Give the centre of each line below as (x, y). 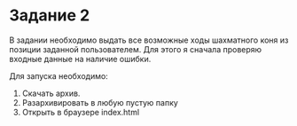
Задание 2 (50, 16)
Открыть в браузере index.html (81, 112)
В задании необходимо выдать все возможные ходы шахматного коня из (149, 40)
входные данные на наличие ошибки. (80, 59)
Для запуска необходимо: (59, 75)
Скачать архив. (51, 93)
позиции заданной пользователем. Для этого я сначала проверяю (136, 49)
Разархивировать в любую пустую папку (100, 102)
